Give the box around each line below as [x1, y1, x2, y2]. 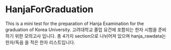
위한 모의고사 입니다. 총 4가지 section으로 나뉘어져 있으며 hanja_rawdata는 [14, 33, 166, 39]
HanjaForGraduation [5, 4, 94, 15]
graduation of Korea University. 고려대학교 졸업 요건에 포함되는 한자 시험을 [5, 27, 157, 33]
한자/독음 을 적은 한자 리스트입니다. [5, 39, 76, 45]
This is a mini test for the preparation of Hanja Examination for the [5, 20, 144, 27]
